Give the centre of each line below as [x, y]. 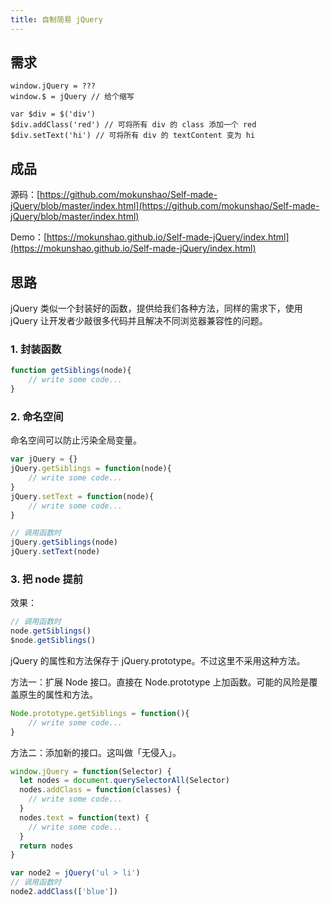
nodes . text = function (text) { [84, 817]
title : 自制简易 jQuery [56, 19]
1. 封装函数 [36, 349]
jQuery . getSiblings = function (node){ [91, 469]
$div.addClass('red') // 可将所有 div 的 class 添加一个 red [133, 125]
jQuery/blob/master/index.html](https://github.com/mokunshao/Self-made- [165, 206]
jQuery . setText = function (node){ [82, 496]
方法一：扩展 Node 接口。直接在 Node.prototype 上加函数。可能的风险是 [160, 682]
